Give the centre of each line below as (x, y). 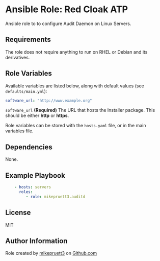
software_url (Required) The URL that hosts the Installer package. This (80, 110)
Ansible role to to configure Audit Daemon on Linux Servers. (68, 23)
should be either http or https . (37, 115)
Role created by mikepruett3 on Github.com (51, 253)
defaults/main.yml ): (26, 91)
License (18, 213)
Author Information (36, 241)
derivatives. (18, 57)
